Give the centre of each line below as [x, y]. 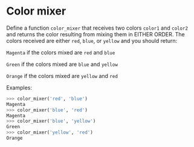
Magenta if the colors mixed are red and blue [61, 52]
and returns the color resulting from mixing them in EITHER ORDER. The [96, 34]
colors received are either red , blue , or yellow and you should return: [92, 41]
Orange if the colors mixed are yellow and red [62, 76]
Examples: [19, 87]
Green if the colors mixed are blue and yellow [62, 64]
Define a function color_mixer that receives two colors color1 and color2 [97, 28]
